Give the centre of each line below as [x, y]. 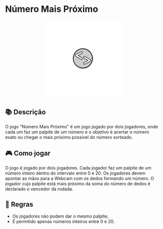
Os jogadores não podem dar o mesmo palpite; [60, 216]
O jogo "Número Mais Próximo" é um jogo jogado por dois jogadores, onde [82, 126]
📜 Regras [19, 204]
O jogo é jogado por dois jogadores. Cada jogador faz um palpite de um [78, 168]
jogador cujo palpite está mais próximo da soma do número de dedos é [78, 183]
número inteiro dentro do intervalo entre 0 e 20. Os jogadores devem [75, 173]
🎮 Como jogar [28, 153]
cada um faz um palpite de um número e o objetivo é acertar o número [77, 132]
